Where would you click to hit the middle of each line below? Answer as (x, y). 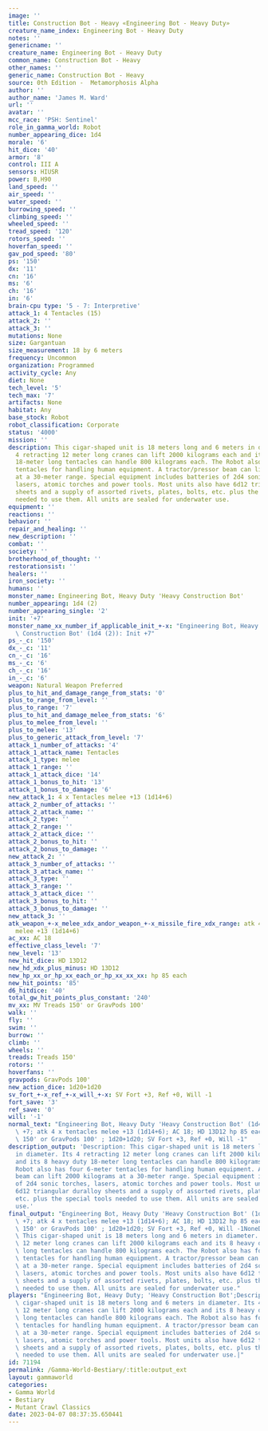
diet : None (26, 380)
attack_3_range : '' (41, 886)
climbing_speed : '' (41, 217)
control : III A (33, 165)
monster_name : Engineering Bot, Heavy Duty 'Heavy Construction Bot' (126, 596)
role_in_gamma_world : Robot (55, 127)
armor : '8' (26, 157)
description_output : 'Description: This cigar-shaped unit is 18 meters (132, 1146)
